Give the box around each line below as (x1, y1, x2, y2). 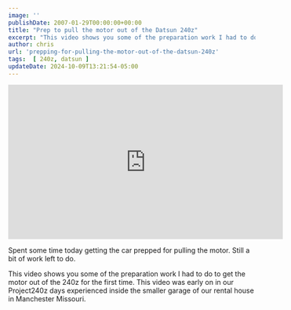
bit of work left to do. (8, 253, 76, 263)
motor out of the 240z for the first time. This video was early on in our (8, 277, 234, 286)
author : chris (8, 41, 55, 49)
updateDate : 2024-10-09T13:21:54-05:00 (8, 63, 139, 71)
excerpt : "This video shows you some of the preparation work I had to (8, 33, 247, 42)
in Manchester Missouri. (8, 294, 86, 303)
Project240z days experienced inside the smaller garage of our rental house (8, 286, 255, 295)
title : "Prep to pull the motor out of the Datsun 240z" (8, 26, 198, 34)
